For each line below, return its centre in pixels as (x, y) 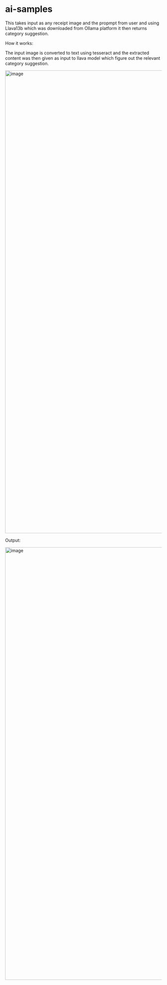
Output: (13, 540)
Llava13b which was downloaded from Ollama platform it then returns (76, 28)
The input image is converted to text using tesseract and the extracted (77, 53)
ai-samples (29, 9)
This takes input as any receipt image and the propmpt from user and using (82, 23)
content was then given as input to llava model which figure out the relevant (83, 58)
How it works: (19, 43)
